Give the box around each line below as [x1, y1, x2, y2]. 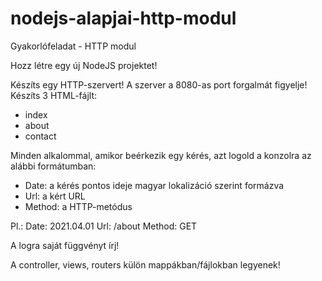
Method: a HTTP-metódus [24, 200, 133, 212]
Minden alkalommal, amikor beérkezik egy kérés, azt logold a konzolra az [10, 149, 312, 161]
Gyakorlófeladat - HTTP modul [10, 40, 137, 52]
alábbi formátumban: [10, 160, 97, 172]
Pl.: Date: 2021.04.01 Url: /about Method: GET [10, 220, 198, 232]
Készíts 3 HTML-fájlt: [10, 89, 98, 101]
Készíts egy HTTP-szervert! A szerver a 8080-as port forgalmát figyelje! [10, 78, 308, 91]
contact [24, 130, 57, 142]
